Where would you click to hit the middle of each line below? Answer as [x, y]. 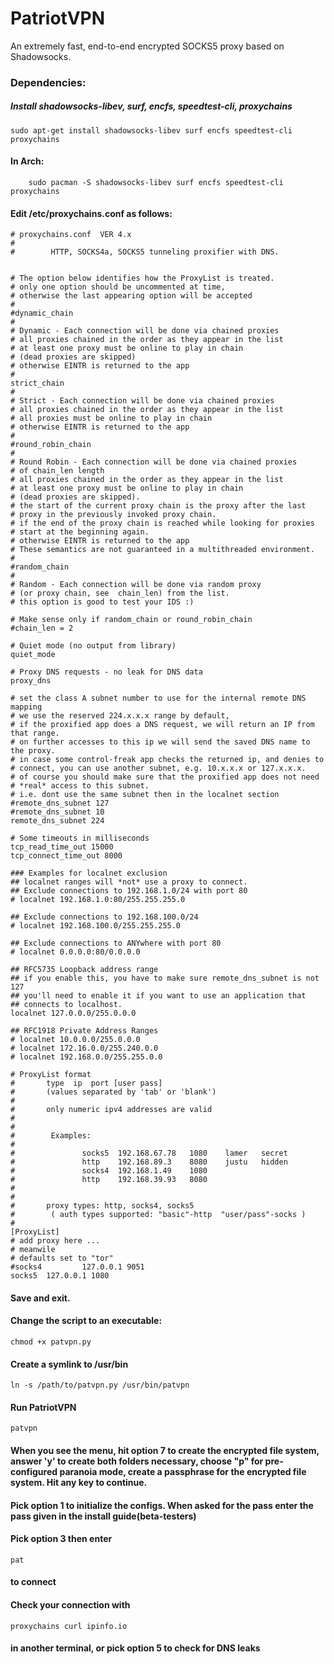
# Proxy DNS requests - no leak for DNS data [106, 672]
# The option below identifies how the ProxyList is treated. [142, 278]
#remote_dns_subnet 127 [60, 803]
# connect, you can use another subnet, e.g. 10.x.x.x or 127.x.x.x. [158, 768]
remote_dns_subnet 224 [57, 821]
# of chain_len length [57, 471]
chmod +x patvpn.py [51, 1342]
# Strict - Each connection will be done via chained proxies [142, 401]
